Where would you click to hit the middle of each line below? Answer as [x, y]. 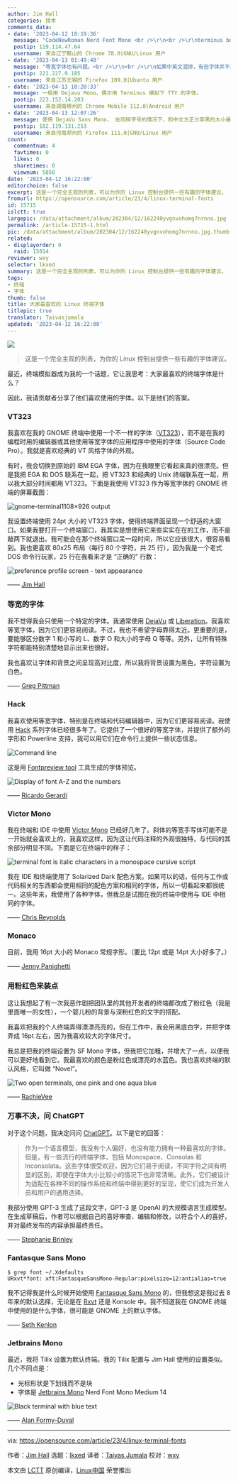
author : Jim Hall [33, 14]
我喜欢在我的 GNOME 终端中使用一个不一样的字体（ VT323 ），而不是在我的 [116, 433]
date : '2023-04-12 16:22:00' [50, 179]
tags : [15, 278]
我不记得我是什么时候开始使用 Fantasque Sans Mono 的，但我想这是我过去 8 [119, 1293]
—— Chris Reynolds [36, 917]
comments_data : [30, 27]
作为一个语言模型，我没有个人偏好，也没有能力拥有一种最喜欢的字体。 [127, 1148]
